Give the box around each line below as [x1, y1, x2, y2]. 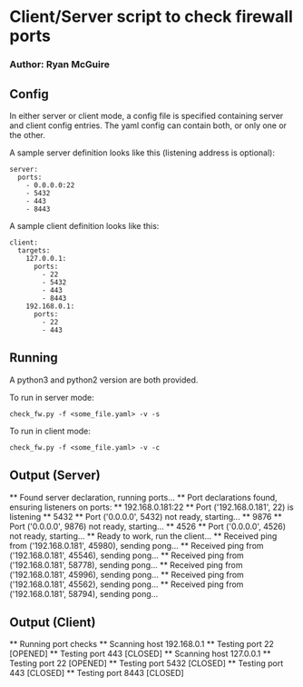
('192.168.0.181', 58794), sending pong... [9, 588, 159, 599]
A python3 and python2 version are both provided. [9, 374, 199, 385]
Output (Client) [9, 614, 96, 630]
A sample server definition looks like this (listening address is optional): [9, 147, 275, 158]
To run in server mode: [9, 392, 95, 403]
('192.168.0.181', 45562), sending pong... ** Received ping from [9, 579, 244, 590]
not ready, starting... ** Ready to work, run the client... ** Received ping [9, 530, 278, 542]
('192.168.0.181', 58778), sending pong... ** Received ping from [9, 559, 243, 570]
